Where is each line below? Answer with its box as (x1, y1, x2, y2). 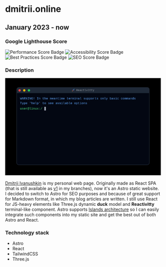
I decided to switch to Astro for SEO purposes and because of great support (5, 191, 161, 197)
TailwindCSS (12, 251, 39, 257)
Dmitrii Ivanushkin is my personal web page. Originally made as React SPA (5, 180, 157, 186)
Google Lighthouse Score (5, 38, 68, 45)
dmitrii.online (5, 3, 61, 15)
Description (5, 67, 34, 74)
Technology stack (5, 229, 49, 236)
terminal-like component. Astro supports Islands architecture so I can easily (5, 206, 159, 213)
